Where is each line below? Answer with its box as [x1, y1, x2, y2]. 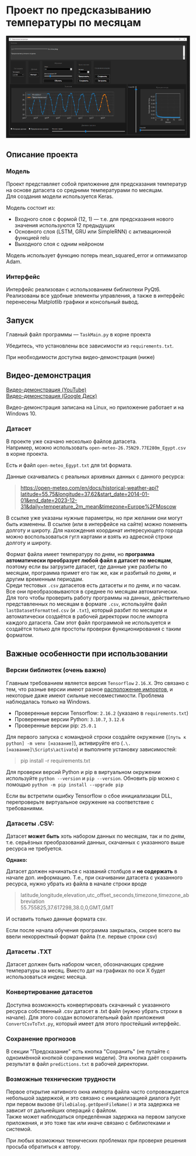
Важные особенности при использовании [6, 649, 168, 659]
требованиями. [6, 804, 44, 811]
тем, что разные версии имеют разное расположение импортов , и [6, 686, 173, 693]
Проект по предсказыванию [6, 4, 152, 17]
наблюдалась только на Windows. [6, 698, 91, 705]
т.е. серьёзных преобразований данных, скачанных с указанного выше [6, 839, 185, 846]
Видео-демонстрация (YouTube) [6, 386, 87, 393]
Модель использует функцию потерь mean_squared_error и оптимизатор [6, 251, 188, 258]
